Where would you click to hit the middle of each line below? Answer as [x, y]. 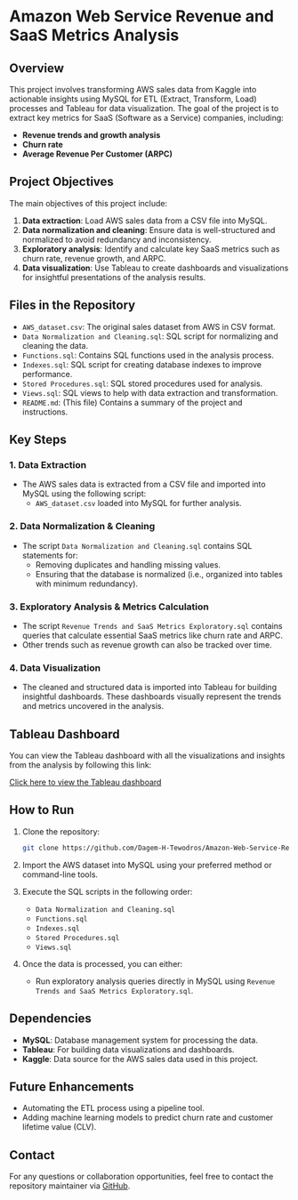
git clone [40, 848]
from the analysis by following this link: [81, 765]
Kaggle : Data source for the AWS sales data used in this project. [140, 1059]
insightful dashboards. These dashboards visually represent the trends [152, 697]
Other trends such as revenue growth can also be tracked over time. [147, 644]
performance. [47, 374]
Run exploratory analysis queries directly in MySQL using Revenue [155, 981]
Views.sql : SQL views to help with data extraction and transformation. [150, 392]
